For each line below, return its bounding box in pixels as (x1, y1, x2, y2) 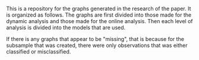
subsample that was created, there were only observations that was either (6, 42, 188, 49)
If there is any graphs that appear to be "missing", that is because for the (6, 36, 184, 42)
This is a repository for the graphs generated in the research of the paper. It (6, 5, 191, 12)
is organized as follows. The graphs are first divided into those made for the (6, 11, 192, 18)
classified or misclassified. (6, 48, 71, 55)
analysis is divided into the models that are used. (6, 24, 126, 31)
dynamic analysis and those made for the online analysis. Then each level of (6, 18, 193, 24)
